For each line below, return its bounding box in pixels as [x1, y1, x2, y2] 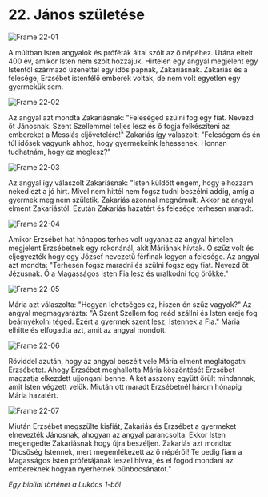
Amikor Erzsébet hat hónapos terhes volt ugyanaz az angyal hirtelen [8, 234, 234, 244]
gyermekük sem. [8, 82, 64, 91]
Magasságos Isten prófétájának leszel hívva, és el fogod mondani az [8, 455, 234, 465]
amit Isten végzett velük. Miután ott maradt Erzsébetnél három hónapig [8, 382, 242, 391]
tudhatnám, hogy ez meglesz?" [8, 147, 111, 156]
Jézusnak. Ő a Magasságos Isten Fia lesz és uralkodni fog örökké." [8, 269, 229, 278]
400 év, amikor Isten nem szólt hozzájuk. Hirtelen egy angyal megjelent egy [8, 56, 258, 66]
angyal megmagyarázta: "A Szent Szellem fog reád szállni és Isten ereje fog [8, 308, 258, 317]
